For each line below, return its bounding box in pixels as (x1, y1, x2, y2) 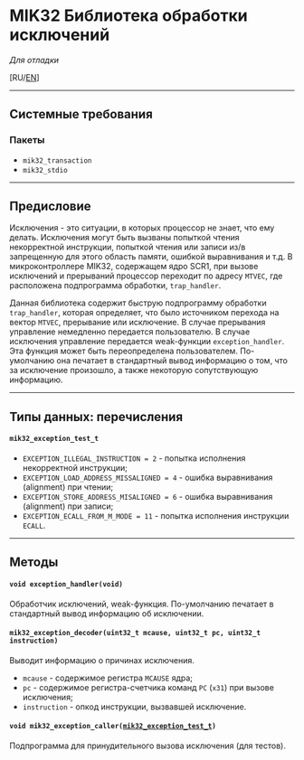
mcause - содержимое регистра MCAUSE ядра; (22, 672, 193, 683)
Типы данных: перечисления (9, 408, 184, 425)
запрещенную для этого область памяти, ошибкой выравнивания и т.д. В (9, 251, 293, 262)
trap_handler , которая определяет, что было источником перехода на (9, 307, 280, 318)
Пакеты (9, 134, 45, 146)
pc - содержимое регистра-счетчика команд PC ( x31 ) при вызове (22, 681, 274, 692)
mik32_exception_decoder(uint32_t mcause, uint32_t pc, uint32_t (9, 629, 261, 638)
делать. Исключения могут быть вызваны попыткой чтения (9, 232, 240, 243)
